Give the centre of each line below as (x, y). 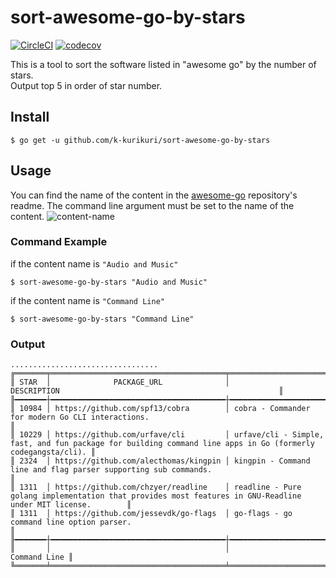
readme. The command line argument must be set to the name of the (152, 205)
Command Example (59, 242)
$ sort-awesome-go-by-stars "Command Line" (102, 319)
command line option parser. (71, 522)
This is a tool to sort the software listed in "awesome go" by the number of (163, 64)
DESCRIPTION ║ (147, 391)
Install (30, 117)
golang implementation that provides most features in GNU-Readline (156, 496)
